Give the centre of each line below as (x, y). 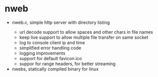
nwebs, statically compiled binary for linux (55, 69)
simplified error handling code (50, 48)
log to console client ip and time (52, 42)
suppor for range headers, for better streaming (67, 64)
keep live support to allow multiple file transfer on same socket (84, 37)
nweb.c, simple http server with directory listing (61, 22)
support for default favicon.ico (51, 58)
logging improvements (42, 53)
